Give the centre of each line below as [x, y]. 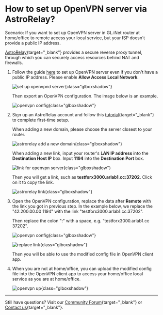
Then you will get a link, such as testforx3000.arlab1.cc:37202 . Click [82, 177]
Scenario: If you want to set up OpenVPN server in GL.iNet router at [72, 32]
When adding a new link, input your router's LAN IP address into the [80, 153]
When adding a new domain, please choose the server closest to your [82, 129]
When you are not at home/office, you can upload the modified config [82, 268]
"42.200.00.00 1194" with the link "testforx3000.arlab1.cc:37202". [78, 211]
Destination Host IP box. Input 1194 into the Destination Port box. [78, 158]
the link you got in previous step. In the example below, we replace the [82, 206]
